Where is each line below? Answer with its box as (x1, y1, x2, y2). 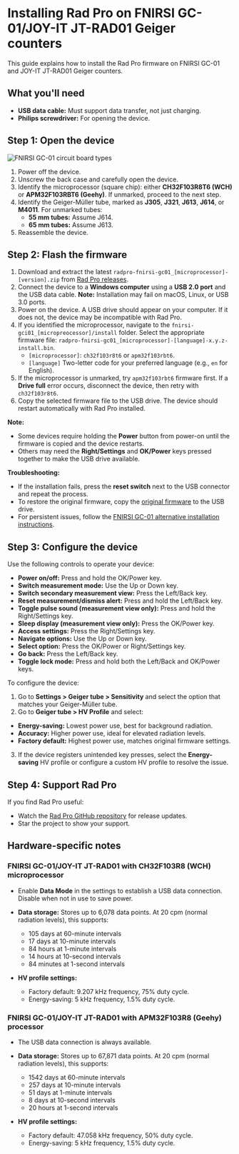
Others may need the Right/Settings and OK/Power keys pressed (17, 447, 212, 456)
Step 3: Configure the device (7, 541, 138, 553)
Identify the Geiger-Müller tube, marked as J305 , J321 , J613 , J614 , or (17, 198, 225, 206)
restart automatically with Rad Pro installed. (17, 404, 146, 413)
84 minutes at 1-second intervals (28, 959, 125, 968)
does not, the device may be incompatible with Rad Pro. (17, 313, 182, 322)
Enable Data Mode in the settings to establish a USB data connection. (17, 886, 223, 895)
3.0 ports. (17, 298, 46, 306)
